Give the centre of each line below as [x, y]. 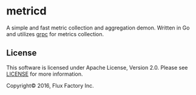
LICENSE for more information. [45, 74]
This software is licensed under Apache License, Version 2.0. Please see [97, 67]
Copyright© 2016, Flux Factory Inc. [50, 85]
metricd [26, 11]
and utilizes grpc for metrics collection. [55, 34]
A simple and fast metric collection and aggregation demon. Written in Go [98, 28]
